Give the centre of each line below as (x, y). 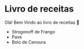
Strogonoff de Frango (33, 32)
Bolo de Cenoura (29, 42)
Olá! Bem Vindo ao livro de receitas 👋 (42, 22)
